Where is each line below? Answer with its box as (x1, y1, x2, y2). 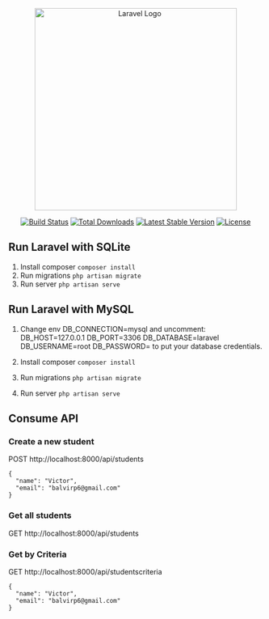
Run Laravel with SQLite (8, 240, 131, 254)
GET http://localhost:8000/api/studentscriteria (8, 566, 163, 576)
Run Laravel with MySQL (8, 303, 135, 316)
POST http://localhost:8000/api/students (8, 454, 144, 464)
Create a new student (8, 435, 95, 447)
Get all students (8, 510, 72, 521)
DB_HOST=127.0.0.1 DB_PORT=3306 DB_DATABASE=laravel (19, 333, 220, 342)
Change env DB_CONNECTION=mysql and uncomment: (19, 324, 206, 333)
